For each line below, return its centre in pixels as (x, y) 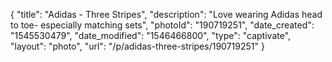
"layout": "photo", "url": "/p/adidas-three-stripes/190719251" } (137, 46)
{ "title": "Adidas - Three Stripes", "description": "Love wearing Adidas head (166, 14)
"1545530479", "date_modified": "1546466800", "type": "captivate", (151, 35)
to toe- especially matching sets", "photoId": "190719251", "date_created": (162, 25)
